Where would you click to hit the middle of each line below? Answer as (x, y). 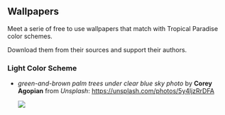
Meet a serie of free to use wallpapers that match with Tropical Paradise (113, 28)
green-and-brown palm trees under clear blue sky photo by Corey (115, 83)
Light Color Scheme (42, 68)
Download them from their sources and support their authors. (97, 49)
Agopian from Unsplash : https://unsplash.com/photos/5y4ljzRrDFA (116, 91)
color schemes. (30, 36)
